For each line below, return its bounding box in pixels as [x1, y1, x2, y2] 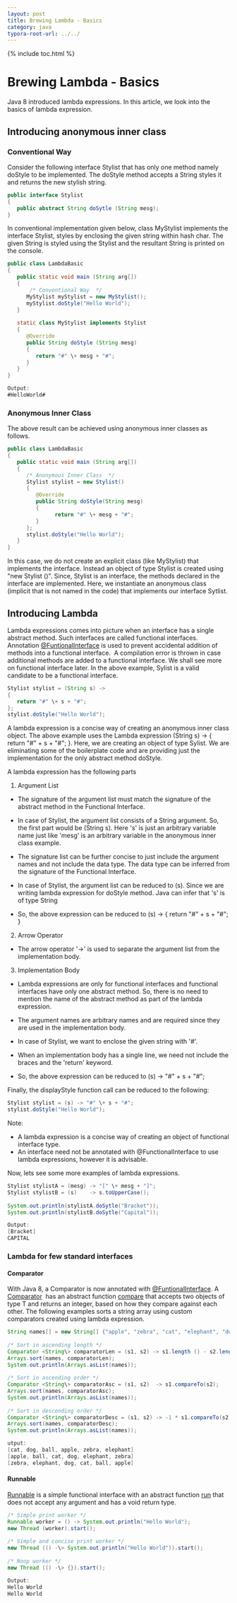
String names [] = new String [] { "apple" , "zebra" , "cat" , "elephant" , [7, 1329, 219, 1336]
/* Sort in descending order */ [7, 1407, 102, 1414]
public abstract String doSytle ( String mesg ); [16, 204, 159, 212]
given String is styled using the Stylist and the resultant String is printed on [7, 239, 224, 247]
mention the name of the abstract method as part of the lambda [17, 995, 202, 1003]
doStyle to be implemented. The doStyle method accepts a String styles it [7, 170, 222, 179]
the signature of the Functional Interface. [17, 868, 137, 876]
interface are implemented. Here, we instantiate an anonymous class [7, 579, 207, 588]
